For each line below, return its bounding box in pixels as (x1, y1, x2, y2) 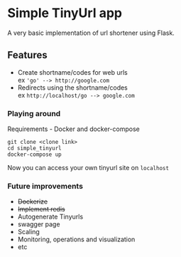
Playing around (7, 108, 61, 118)
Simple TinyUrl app (7, 5, 123, 21)
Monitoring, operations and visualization (17, 235, 136, 243)
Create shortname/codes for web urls (17, 68, 128, 76)
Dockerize (17, 197, 48, 206)
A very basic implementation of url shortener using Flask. (7, 28, 175, 37)
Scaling (17, 228, 40, 236)
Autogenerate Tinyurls (17, 212, 84, 221)
